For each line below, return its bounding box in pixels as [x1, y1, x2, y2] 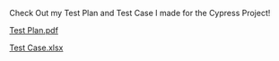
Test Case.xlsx [9, 42, 64, 53]
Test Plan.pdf [9, 25, 58, 35]
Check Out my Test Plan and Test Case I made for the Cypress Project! [9, 8, 271, 18]
